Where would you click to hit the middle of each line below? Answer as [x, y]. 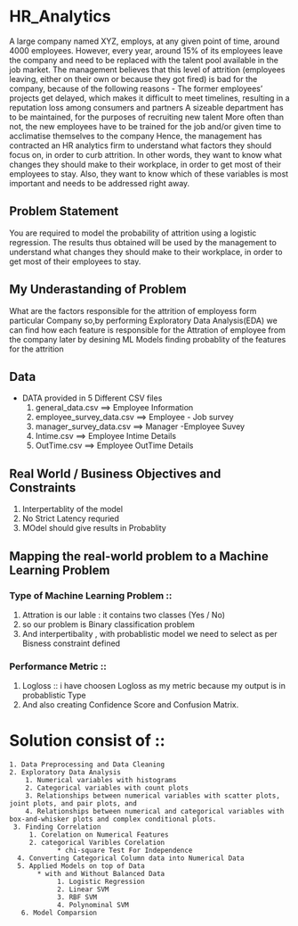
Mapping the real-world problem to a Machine [139, 556]
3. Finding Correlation [57, 827]
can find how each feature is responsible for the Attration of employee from [148, 330]
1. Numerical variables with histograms [101, 781]
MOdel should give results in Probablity [94, 528]
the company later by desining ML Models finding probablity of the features [148, 339]
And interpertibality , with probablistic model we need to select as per [149, 633]
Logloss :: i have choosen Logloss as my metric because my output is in [154, 686]
